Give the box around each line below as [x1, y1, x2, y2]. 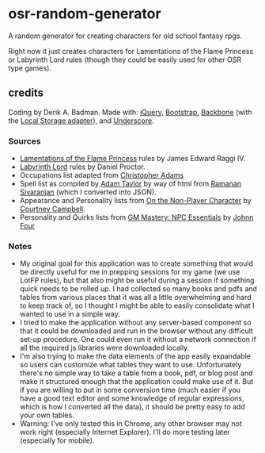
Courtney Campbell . [19, 204, 85, 214]
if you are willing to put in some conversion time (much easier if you [19, 386, 241, 395]
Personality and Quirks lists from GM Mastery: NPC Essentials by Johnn [19, 213, 254, 222]
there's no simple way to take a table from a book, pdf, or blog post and [19, 368, 253, 378]
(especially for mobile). [19, 436, 95, 445]
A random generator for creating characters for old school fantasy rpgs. [8, 31, 243, 40]
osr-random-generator [8, 5, 161, 23]
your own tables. [19, 410, 75, 420]
